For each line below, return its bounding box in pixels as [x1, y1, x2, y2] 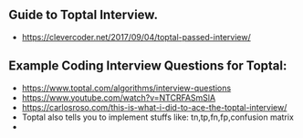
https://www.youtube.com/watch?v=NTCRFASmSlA [21, 91, 216, 103]
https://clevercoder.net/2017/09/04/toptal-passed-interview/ [21, 31, 252, 42]
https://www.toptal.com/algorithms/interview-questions [21, 82, 232, 93]
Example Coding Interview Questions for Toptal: [8, 58, 287, 74]
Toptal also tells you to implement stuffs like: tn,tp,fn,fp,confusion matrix [21, 111, 294, 122]
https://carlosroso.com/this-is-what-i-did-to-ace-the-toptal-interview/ [21, 101, 287, 112]
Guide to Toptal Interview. [8, 7, 159, 23]
